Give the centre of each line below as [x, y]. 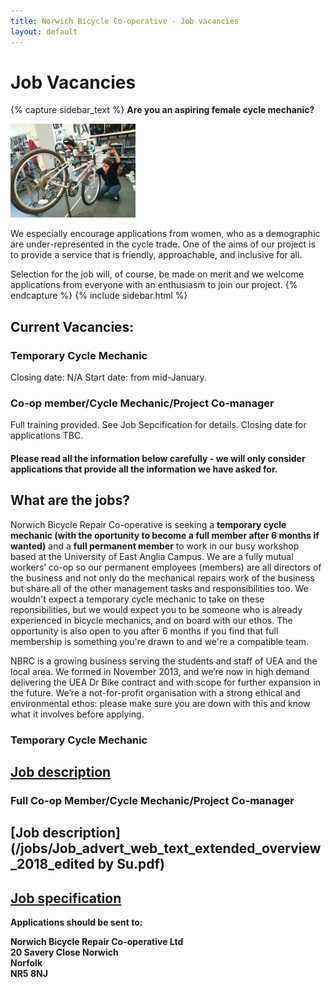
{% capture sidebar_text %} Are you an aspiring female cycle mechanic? [162, 110]
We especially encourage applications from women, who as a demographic [165, 234]
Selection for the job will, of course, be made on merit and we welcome [157, 274]
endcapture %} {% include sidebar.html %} [99, 296]
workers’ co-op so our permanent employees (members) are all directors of [166, 567]
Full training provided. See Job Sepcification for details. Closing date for [158, 425]
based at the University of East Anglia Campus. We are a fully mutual [152, 556]
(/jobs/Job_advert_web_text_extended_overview [166, 848]
